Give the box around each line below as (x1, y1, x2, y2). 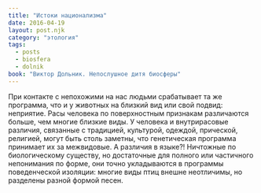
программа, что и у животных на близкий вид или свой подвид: (8, 100, 223, 109)
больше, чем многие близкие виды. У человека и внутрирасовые (8, 117, 229, 126)
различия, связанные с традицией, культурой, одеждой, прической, (8, 125, 238, 135)
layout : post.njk (8, 26, 65, 34)
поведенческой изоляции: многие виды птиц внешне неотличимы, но (8, 167, 243, 176)
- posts (15, 48, 41, 56)
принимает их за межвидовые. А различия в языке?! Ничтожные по (8, 142, 237, 151)
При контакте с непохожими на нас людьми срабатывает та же (8, 91, 222, 101)
